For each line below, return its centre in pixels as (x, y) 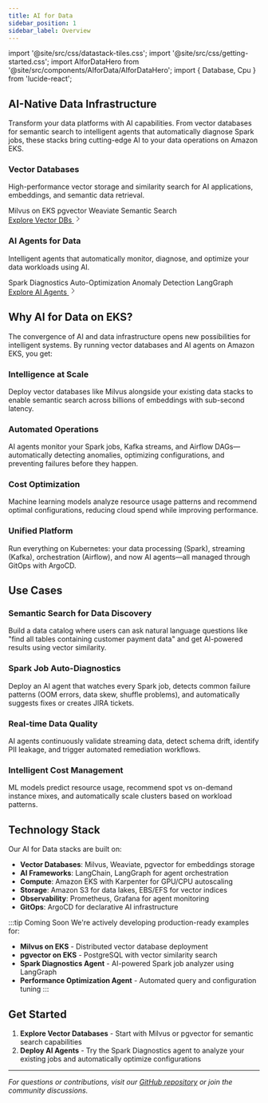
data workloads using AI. (49, 267)
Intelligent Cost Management (66, 770)
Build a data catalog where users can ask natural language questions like (128, 631)
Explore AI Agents (38, 292)
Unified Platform (41, 531)
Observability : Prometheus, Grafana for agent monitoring (114, 899)
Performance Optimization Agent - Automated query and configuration (138, 981)
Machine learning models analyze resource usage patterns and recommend (133, 502)
